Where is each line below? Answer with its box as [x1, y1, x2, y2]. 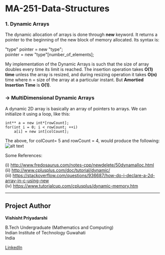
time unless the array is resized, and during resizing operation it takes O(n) [5, 72, 157, 78]
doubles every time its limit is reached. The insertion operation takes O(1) [5, 66, 153, 72]
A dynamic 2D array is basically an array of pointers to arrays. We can [5, 105, 147, 111]
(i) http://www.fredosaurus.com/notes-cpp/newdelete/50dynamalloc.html [5, 162, 154, 168]
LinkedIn [5, 244, 23, 250]
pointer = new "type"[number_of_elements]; [5, 52, 94, 58]
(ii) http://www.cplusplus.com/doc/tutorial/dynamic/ [5, 167, 110, 173]
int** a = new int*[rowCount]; [5, 120, 69, 126]
